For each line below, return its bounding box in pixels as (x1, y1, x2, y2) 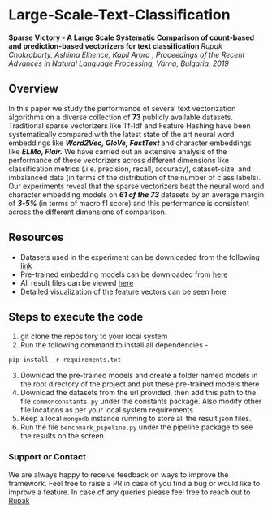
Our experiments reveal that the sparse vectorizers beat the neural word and (8, 181, 265, 191)
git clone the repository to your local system (19, 331, 168, 342)
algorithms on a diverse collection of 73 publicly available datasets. (8, 112, 233, 122)
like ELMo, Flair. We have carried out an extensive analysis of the (8, 146, 227, 156)
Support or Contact (8, 451, 87, 463)
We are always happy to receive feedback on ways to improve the (8, 469, 229, 480)
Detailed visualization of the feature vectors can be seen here (19, 287, 227, 296)
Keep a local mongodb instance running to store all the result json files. (19, 414, 252, 424)
